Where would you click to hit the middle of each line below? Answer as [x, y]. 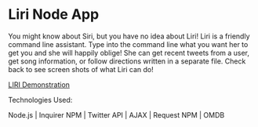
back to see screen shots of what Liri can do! [81, 69]
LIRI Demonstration [39, 85]
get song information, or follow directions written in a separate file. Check [127, 61]
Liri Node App [54, 15]
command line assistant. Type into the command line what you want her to [128, 44]
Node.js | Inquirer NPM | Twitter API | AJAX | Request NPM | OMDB [116, 114]
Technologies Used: [40, 100]
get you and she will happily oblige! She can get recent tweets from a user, [129, 53]
